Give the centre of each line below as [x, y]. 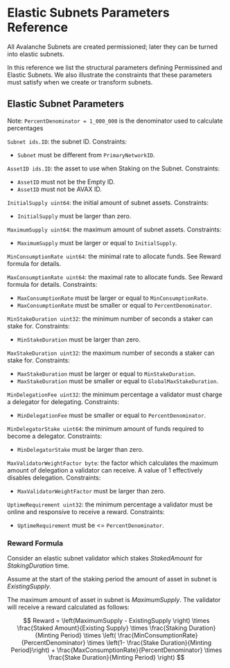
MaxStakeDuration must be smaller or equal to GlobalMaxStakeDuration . [118, 381]
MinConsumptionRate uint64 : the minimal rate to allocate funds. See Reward [114, 256]
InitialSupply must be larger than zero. [74, 216]
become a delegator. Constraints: [55, 436]
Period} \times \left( [88, 635]
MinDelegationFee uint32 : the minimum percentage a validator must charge [115, 394]
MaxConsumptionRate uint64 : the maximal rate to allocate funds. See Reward [115, 277]
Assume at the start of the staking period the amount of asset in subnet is [112, 579]
